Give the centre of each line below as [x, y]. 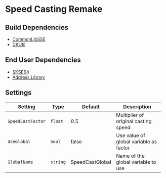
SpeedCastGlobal [91, 162]
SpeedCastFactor [27, 121]
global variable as [136, 141]
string [58, 162]
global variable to [136, 162]
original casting [134, 121]
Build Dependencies [37, 27]
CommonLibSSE [29, 39]
